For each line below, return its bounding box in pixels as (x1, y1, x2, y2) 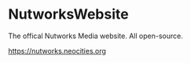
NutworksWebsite (8, 5, 129, 23)
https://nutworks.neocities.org (8, 46, 106, 55)
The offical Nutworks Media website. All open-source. (8, 31, 183, 40)
